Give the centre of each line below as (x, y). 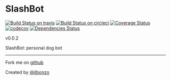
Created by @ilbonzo (27, 72)
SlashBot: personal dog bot (34, 48)
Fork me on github (24, 62)
